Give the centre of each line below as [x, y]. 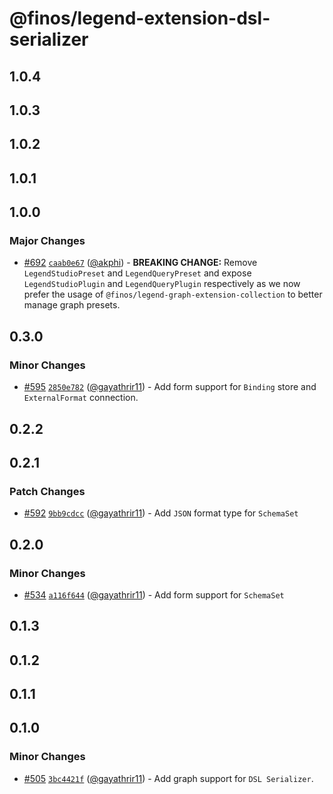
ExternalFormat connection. [81, 398]
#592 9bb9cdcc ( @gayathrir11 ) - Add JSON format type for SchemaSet [161, 513]
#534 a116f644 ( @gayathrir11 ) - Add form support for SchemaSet [154, 594]
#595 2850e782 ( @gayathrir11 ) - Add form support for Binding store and [170, 387]
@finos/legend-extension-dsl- [140, 18]
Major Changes [47, 241]
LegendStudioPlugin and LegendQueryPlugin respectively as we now [162, 284]
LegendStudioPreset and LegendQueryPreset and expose [137, 273]
